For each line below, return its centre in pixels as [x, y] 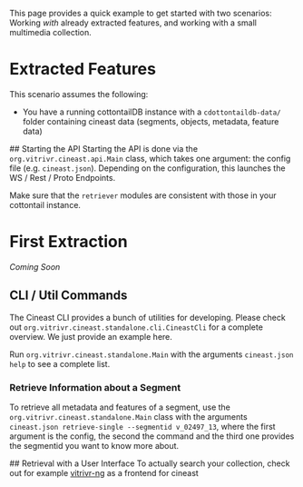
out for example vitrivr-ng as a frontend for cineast [104, 472]
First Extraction [69, 242]
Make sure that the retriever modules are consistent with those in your [143, 195]
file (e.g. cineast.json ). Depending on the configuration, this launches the [147, 168]
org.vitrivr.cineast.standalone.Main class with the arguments [128, 416]
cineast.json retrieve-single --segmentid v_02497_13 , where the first [142, 426]
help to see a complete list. [60, 363]
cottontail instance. [45, 204]
